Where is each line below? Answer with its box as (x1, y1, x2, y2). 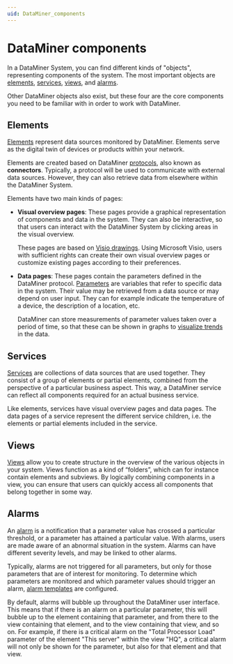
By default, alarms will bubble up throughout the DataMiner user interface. (7, 598, 220, 606)
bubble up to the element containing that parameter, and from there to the (7, 612, 219, 621)
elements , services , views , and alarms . (7, 78, 119, 86)
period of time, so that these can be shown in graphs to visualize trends (17, 322, 223, 331)
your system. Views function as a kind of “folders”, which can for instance (7, 465, 219, 474)
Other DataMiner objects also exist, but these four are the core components (7, 91, 224, 100)
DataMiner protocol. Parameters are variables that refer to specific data (17, 280, 223, 288)
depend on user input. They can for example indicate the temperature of (17, 294, 225, 303)
